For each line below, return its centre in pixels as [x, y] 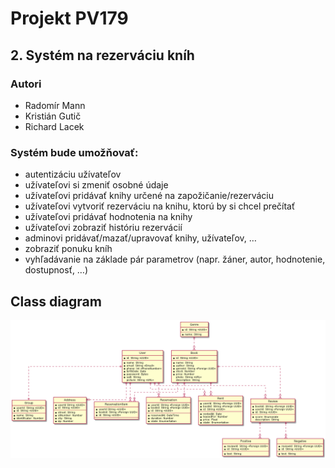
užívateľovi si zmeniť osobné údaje [96, 185]
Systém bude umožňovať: [74, 152]
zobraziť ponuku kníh [68, 249]
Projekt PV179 [69, 18]
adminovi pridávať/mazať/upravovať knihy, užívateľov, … [140, 238]
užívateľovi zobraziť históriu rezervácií [103, 228]
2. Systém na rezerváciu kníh [102, 55]
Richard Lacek [54, 126]
